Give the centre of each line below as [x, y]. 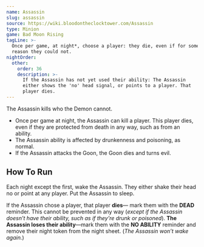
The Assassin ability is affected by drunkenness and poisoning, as [98, 140]
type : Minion [23, 29]
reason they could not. [42, 52]
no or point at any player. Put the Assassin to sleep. [70, 193]
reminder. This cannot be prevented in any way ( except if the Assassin [94, 212]
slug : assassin [25, 18]
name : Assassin [25, 12]
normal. [25, 146]
